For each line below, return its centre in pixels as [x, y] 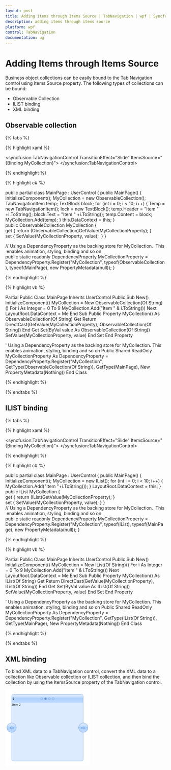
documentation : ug [25, 38]
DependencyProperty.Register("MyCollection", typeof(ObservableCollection [85, 262]
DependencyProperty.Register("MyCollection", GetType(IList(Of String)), [81, 618]
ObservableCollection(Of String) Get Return [51, 319]
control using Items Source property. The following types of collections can [84, 83]
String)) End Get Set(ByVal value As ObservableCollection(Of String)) [78, 330]
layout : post [19, 11]
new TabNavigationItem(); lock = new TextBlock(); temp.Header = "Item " [82, 209]
